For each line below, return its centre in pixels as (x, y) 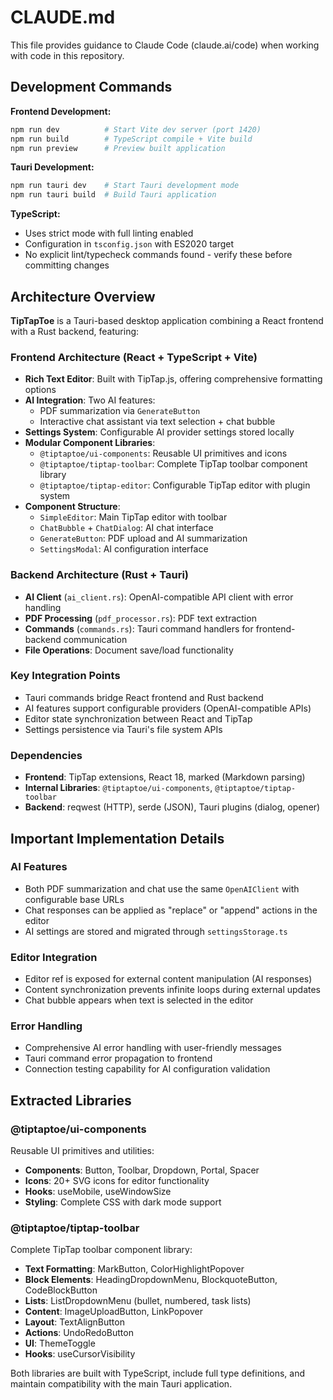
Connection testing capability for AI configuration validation (147, 1069)
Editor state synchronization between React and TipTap (138, 718)
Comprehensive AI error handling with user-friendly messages (153, 1048)
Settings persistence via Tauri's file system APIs (123, 729)
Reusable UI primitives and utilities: (82, 1151)
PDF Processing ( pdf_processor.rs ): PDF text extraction (140, 618)
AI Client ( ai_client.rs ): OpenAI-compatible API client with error (159, 597)
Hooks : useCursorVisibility (80, 1354)
